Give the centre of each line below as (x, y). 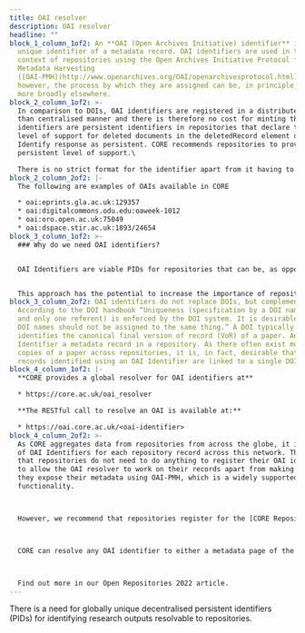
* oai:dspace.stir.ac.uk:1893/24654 (87, 228)
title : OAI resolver (49, 18)
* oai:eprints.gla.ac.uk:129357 (79, 203)
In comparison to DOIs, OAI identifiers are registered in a (136, 111)
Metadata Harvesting (56, 69)
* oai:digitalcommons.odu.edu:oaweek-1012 (99, 211)
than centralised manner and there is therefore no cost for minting (152, 119)
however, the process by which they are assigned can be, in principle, (158, 85)
